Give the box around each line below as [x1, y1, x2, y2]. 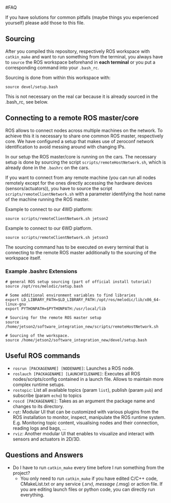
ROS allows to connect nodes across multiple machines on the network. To [5, 127, 163, 133]
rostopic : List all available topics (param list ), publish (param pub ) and [12, 387, 162, 393]
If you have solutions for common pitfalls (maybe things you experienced [5, 14, 159, 20]
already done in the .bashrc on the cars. [5, 164, 90, 171]
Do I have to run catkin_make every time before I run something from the [12, 464, 164, 471]
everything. [20, 492, 44, 498]
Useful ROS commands [5, 351, 81, 360]
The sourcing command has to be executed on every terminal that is [5, 244, 149, 250]
